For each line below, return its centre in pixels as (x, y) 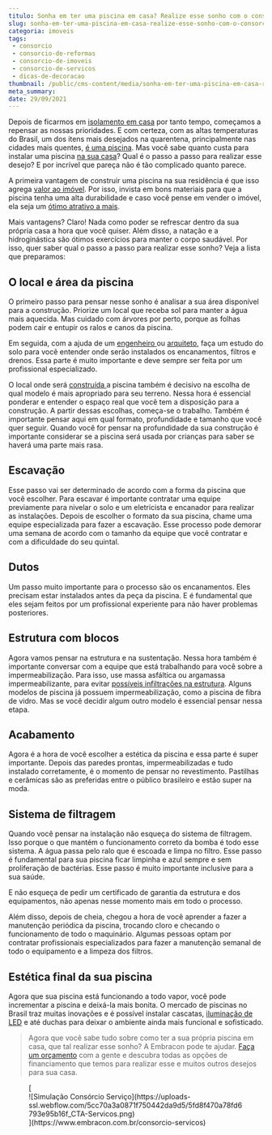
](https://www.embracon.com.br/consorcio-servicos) (117, 1122)
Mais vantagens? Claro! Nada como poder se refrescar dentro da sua (124, 222)
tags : (17, 39)
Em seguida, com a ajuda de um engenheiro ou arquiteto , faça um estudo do (136, 343)
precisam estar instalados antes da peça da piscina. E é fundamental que (130, 595)
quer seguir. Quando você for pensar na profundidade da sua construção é (134, 428)
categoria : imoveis (41, 31)
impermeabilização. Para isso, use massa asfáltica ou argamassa (117, 675)
